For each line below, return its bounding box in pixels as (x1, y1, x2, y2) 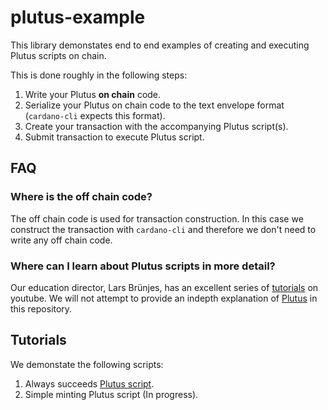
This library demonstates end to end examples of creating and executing (10, 39, 310, 51)
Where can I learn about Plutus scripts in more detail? (10, 259, 276, 273)
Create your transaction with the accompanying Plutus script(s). (24, 120, 289, 132)
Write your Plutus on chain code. (24, 88, 162, 100)
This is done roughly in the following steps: (10, 69, 188, 81)
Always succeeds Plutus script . (24, 377, 155, 390)
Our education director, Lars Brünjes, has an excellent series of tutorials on (10, 281, 319, 293)
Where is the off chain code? (10, 190, 153, 204)
